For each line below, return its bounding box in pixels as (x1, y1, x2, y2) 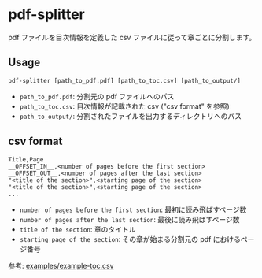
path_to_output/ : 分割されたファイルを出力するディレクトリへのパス (19, 111, 242, 120)
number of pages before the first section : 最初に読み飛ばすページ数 (19, 205, 247, 214)
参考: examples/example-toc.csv (8, 261, 114, 270)
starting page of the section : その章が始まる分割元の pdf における (19, 234, 242, 243)
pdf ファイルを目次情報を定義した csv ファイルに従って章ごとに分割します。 (8, 32, 256, 42)
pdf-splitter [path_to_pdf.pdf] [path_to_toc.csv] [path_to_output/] (8, 76, 242, 84)
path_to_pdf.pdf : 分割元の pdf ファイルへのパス (19, 91, 175, 101)
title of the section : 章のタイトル (19, 224, 136, 234)
